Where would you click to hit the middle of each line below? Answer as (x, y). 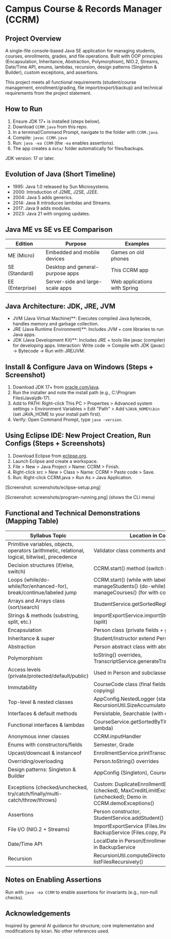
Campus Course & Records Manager (83, 9)
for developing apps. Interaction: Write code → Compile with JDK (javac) (89, 346)
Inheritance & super (31, 638)
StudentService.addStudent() (129, 818)
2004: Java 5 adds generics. (43, 197)
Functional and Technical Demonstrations (73, 513)
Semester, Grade (113, 744)
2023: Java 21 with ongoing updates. (51, 213)
